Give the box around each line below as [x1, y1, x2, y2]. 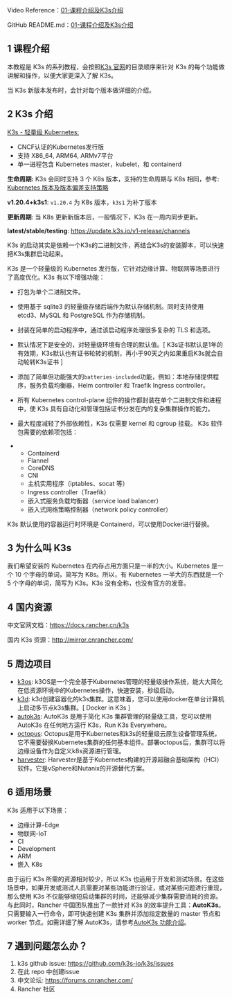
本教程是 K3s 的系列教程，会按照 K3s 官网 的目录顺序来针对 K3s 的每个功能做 [7, 62, 225, 71]
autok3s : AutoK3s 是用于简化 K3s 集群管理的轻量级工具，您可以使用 [17, 712, 212, 721]
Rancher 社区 [17, 984, 55, 993]
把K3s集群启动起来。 [7, 249, 67, 258]
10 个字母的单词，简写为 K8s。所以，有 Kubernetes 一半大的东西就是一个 [15, 570, 224, 579]
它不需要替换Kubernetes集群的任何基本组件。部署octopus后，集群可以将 [17, 738, 226, 746]
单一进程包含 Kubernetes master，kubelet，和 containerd [17, 160, 182, 168]
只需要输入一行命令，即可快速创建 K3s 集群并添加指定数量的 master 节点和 [7, 909, 221, 917]
